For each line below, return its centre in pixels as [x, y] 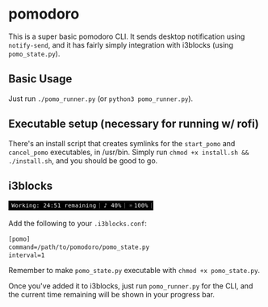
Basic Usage [40, 79]
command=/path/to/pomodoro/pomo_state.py [79, 247]
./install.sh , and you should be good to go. [83, 160]
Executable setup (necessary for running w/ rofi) [134, 124]
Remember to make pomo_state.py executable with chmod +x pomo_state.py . [134, 271]
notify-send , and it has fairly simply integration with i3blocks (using [121, 44]
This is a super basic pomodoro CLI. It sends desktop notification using [127, 36]
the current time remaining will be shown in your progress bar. [112, 295]
